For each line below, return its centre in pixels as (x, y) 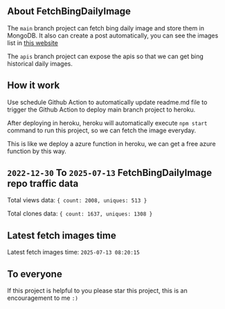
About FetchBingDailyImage (69, 11)
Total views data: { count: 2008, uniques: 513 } (77, 200)
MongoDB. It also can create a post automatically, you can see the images (113, 35)
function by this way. (37, 151)
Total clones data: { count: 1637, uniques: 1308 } (80, 213)
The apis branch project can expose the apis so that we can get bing (106, 56)
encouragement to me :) (43, 298)
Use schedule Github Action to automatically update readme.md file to (107, 102)
